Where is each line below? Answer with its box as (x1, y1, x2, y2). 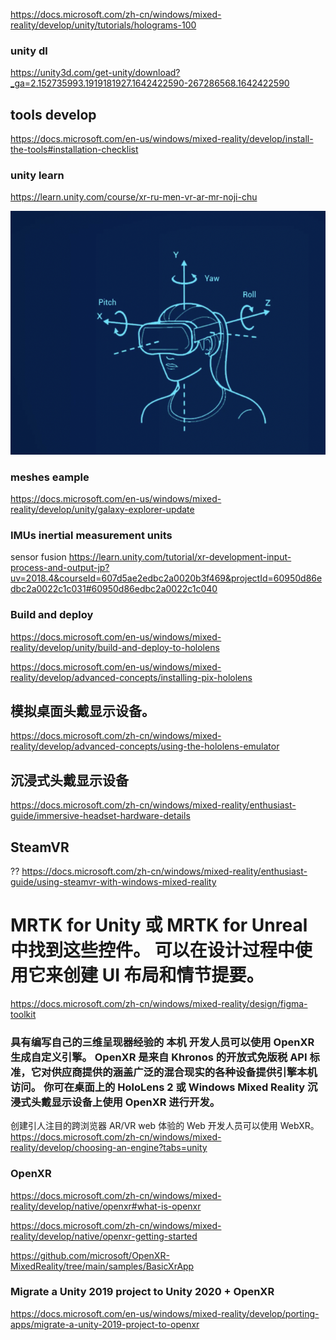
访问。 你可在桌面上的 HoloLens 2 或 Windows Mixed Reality (10, 1080, 306, 1094)
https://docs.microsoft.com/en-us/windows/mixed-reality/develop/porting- (10, 1307, 320, 1319)
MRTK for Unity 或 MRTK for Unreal (10, 914, 308, 937)
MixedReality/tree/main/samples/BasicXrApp (10, 1260, 195, 1272)
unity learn (10, 169, 65, 183)
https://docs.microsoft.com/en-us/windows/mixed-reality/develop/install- (10, 133, 314, 145)
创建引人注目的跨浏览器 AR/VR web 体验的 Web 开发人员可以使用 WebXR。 (10, 1120, 320, 1132)
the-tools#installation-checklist (10, 144, 139, 156)
